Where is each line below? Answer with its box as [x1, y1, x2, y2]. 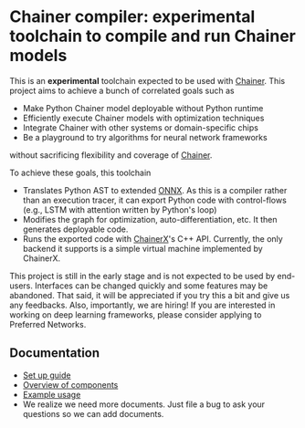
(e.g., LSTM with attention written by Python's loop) [22, 204, 217, 215]
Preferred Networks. [9, 318, 87, 329]
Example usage [22, 389, 81, 400]
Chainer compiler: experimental [9, 6, 256, 27]
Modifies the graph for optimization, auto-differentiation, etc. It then [22, 214, 278, 224]
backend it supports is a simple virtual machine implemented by [22, 243, 263, 254]
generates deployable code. [22, 224, 129, 235]
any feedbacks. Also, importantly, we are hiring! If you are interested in [9, 299, 276, 310]
